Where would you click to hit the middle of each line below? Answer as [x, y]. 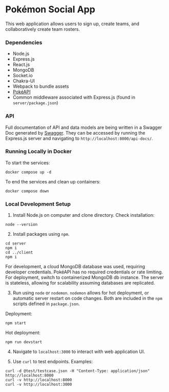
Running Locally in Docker [38, 152]
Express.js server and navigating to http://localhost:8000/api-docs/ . [79, 138]
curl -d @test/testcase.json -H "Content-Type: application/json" [78, 371]
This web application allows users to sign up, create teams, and [72, 24]
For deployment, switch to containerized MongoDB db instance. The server [84, 277]
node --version [22, 225]
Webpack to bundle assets [41, 86]
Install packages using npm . [41, 234]
